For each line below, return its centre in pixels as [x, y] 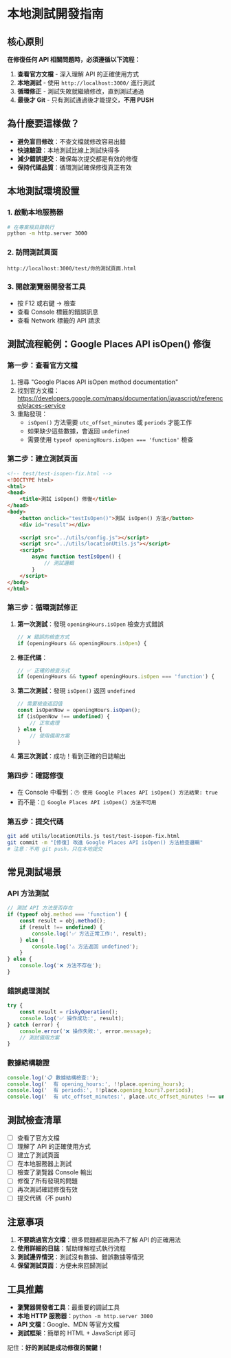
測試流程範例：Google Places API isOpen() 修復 [109, 344]
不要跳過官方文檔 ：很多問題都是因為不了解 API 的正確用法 [99, 1240]
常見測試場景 [34, 872]
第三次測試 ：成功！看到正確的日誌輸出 [71, 756]
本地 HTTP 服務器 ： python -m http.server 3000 [85, 1316]
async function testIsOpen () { [77, 557]
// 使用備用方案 [50, 736]
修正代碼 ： [32, 657]
